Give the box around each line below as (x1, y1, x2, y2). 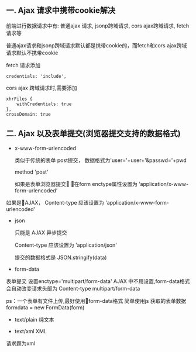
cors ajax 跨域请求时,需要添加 (6, 84, 77, 91)
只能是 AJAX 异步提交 (14, 229, 67, 236)
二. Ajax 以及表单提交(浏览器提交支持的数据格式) (6, 129, 181, 139)
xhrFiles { (6, 96, 33, 102)
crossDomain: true (6, 111, 51, 117)
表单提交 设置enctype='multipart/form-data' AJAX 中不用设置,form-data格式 (6, 277, 190, 285)
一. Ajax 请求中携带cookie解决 (6, 5, 116, 16)
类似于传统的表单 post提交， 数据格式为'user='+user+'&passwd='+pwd (14, 157, 187, 164)
